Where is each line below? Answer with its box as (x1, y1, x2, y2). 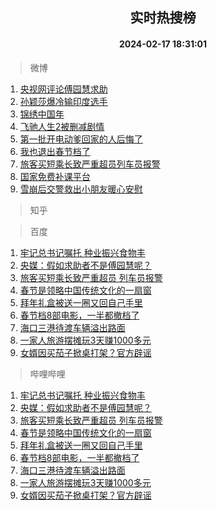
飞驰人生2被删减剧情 (19, 120, 105, 132)
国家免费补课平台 (19, 170, 91, 182)
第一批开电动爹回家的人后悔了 (19, 133, 143, 145)
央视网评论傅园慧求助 (19, 83, 108, 95)
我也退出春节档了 (19, 145, 91, 157)
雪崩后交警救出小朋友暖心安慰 (19, 183, 143, 195)
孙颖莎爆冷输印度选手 (19, 95, 108, 107)
